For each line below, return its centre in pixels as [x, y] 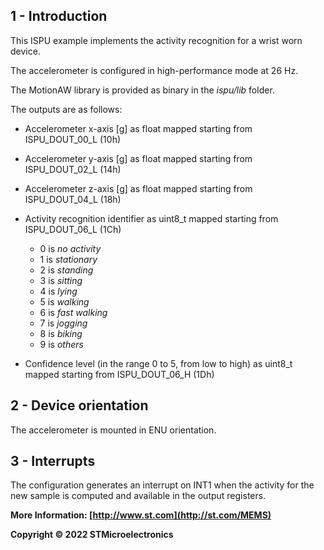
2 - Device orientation [79, 405]
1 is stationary [68, 259]
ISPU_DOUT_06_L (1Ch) [73, 229]
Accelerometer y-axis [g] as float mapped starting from [138, 158]
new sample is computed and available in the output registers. [138, 496]
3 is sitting [61, 280]
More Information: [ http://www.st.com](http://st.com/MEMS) [141, 515]
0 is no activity [70, 248]
